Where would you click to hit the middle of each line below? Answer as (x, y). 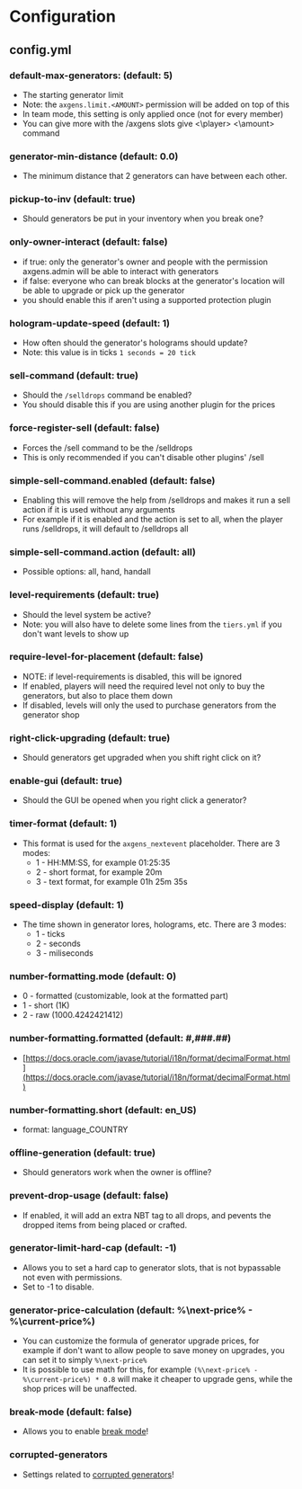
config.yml (40, 50)
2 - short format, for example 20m (99, 872)
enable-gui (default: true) (66, 781)
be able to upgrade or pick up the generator (103, 290)
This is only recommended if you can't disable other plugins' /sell (143, 457)
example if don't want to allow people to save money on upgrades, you (153, 1351)
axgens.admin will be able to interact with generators (120, 271)
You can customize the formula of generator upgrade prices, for (141, 1341)
